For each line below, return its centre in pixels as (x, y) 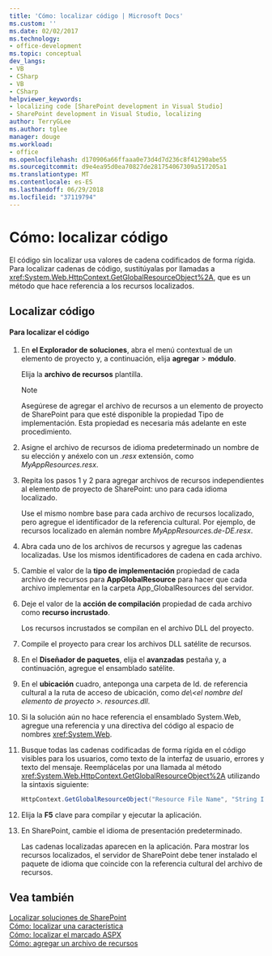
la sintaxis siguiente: (55, 785)
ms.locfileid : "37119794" (53, 197)
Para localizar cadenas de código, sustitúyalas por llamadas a (112, 268)
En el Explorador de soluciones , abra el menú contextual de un (127, 350)
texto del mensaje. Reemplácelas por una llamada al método (121, 768)
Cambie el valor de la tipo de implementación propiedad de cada (130, 571)
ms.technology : (35, 39)
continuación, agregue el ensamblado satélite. (98, 668)
